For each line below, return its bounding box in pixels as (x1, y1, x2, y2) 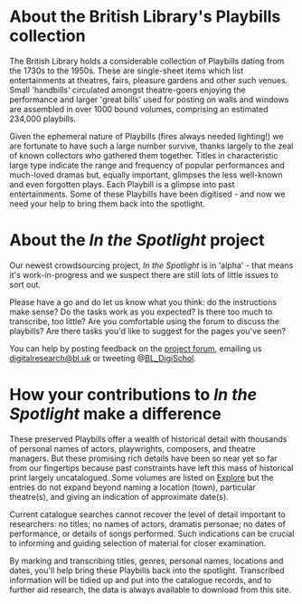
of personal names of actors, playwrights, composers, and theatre (9, 443, 256, 454)
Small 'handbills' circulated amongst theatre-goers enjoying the (9, 84, 246, 95)
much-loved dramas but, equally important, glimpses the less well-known (9, 169, 283, 180)
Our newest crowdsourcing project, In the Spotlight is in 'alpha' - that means (9, 260, 294, 271)
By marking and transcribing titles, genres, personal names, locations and (9, 555, 284, 566)
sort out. (9, 279, 42, 290)
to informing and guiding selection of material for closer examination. (9, 537, 267, 549)
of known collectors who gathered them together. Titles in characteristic (9, 149, 278, 160)
